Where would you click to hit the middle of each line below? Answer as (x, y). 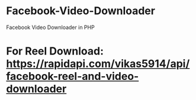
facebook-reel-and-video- (73, 77)
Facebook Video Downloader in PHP (50, 27)
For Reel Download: (55, 51)
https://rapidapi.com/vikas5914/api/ (98, 64)
